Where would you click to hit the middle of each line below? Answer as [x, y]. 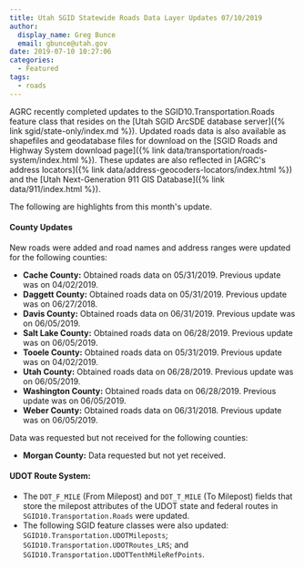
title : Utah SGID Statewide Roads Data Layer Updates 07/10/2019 [136, 18]
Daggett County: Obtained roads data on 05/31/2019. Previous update [155, 294]
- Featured [38, 69]
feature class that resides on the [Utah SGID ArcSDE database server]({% [147, 121]
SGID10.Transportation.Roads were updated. [106, 516]
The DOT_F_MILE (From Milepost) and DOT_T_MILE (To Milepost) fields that [157, 496]
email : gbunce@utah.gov [62, 43]
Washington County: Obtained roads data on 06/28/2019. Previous [149, 391]
